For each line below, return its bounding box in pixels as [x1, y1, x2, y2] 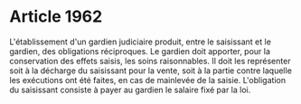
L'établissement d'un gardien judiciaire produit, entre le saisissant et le [9, 36, 271, 47]
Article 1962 [9, 6, 103, 27]
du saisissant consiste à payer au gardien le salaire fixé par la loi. [9, 84, 251, 95]
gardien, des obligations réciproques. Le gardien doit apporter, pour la [9, 45, 271, 56]
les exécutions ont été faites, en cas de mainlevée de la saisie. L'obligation [9, 74, 287, 85]
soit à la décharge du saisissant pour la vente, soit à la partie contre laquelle [9, 65, 292, 76]
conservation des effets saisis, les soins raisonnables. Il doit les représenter [9, 55, 291, 66]
